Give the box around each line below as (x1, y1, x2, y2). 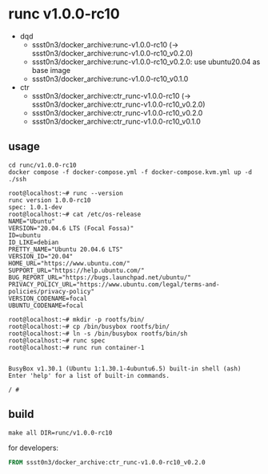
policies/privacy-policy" (8, 287, 94, 295)
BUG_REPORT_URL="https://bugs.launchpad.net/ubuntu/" (8, 273, 192, 282)
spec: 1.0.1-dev (8, 203, 62, 211)
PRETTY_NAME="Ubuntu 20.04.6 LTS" (8, 245, 124, 253)
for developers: (8, 443, 58, 452)
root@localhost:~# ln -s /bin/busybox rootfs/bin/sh (8, 330, 188, 338)
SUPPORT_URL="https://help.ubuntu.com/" (8, 266, 146, 274)
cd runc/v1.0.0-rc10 (8, 161, 78, 169)
